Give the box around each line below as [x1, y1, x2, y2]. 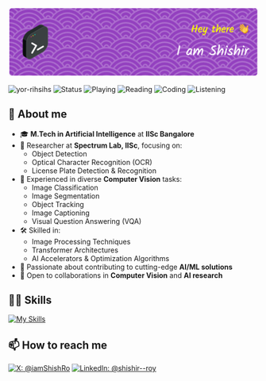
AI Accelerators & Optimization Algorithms [31, 253, 170, 263]
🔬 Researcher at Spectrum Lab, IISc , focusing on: [19, 140, 183, 150]
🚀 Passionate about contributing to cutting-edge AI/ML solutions [19, 262, 233, 271]
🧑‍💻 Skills [8, 293, 52, 306]
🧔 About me [8, 107, 67, 121]
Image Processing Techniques [31, 237, 131, 246]
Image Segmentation [31, 190, 100, 201]
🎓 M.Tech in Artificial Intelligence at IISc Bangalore [19, 129, 195, 138]
